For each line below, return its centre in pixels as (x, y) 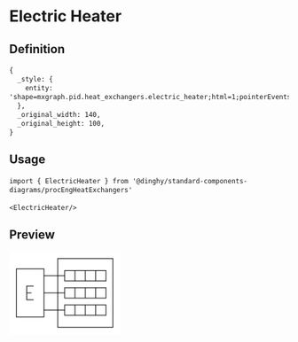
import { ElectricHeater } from (69, 181)
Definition (37, 49)
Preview (32, 235)
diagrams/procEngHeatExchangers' (71, 190)
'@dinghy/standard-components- (190, 181)
